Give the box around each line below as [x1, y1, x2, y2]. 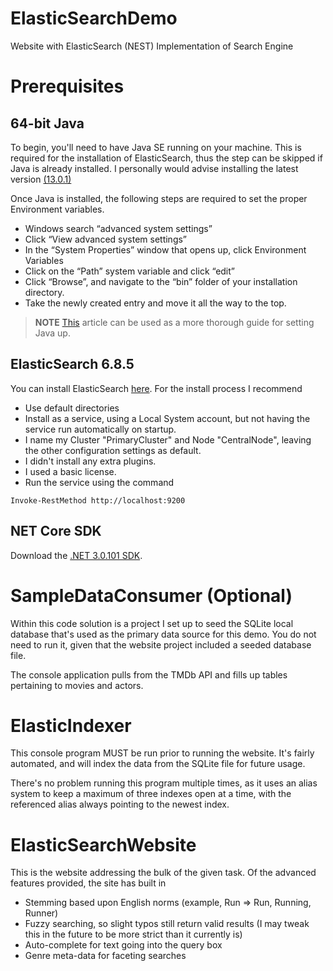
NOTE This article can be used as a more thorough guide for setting [34, 316, 315, 328]
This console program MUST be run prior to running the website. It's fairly [10, 747, 315, 759]
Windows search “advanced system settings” [24, 222, 213, 234]
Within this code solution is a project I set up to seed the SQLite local [10, 617, 294, 629]
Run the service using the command [24, 476, 175, 488]
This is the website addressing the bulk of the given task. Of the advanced [10, 867, 317, 879]
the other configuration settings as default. [24, 444, 202, 456]
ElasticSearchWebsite [10, 833, 197, 856]
